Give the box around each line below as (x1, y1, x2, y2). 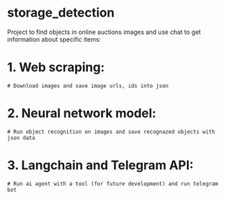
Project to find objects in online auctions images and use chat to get (7, 28, 201, 36)
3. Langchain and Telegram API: (7, 157, 194, 173)
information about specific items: (7, 35, 102, 43)
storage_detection (7, 5, 115, 21)
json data (7, 134, 36, 141)
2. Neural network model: (7, 105, 156, 121)
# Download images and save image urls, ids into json (7, 82, 169, 89)
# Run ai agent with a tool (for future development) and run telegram (7, 180, 218, 187)
